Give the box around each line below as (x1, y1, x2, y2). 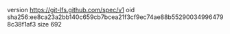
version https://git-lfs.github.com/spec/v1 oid (7, 6, 135, 14)
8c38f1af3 (7, 20, 36, 28)
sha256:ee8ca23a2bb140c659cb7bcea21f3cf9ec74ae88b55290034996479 (7, 13, 224, 21)
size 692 (37, 20, 62, 28)
